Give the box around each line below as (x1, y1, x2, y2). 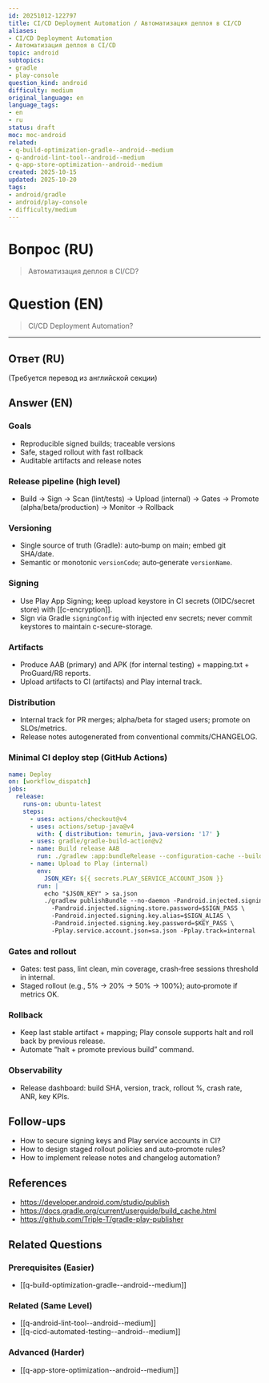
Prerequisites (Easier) (8, 1262, 94, 1273)
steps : (22, 807, 45, 815)
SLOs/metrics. (19, 723, 67, 734)
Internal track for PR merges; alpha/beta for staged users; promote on (19, 715, 251, 725)
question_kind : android (8, 79, 88, 87)
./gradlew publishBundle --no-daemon (43, 897, 171, 905)
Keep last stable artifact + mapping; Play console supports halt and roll (19, 1028, 254, 1037)
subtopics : (8, 57, 45, 65)
